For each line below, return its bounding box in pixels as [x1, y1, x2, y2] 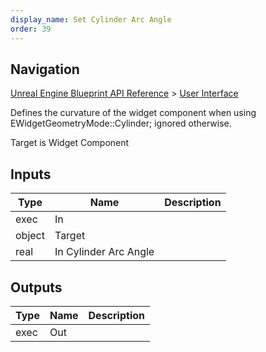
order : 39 [10, 24, 52, 34]
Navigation [10, 61, 80, 78]
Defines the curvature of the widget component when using [10, 107, 257, 119]
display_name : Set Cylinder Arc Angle [10, 14, 172, 25]
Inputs [10, 166, 52, 183]
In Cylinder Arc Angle [54, 245, 155, 259]
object [15, 229, 45, 243]
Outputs [10, 279, 63, 296]
